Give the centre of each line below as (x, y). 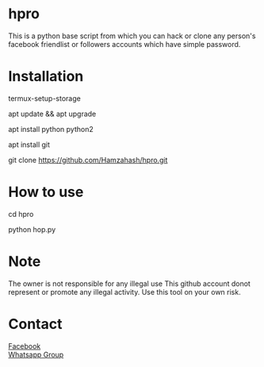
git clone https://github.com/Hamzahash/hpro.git (88, 160)
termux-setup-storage (44, 98)
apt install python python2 (51, 129)
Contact (35, 324)
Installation (46, 77)
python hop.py (32, 229)
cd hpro (21, 214)
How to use (46, 192)
